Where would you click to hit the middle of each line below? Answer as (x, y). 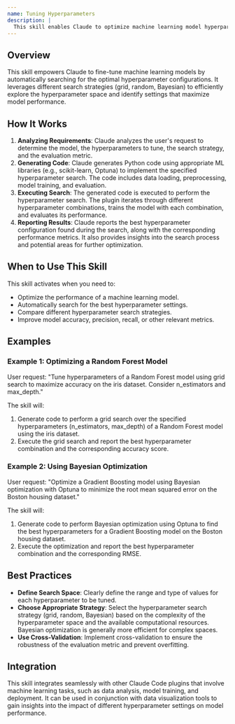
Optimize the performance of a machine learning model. (98, 297)
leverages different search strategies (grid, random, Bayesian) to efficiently (115, 87)
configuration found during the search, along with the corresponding (116, 230)
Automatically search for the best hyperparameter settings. (102, 305)
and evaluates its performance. (62, 215)
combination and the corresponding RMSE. (79, 553)
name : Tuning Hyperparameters (51, 14)
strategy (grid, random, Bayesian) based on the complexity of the (111, 615)
